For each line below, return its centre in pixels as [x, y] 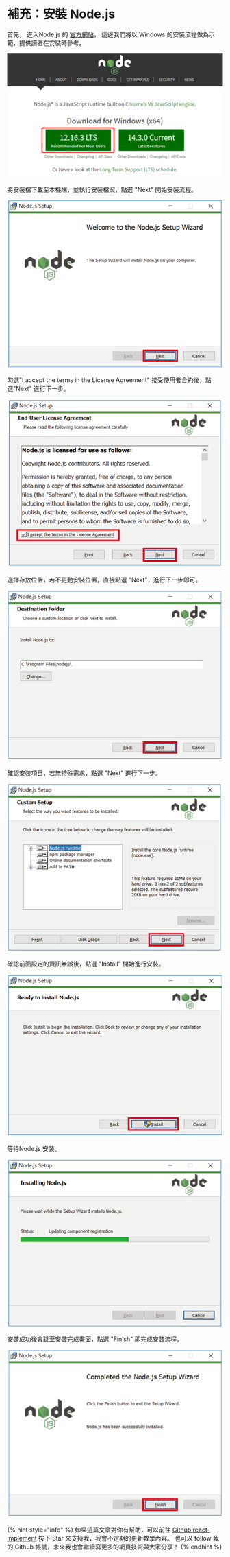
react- [201, 1530]
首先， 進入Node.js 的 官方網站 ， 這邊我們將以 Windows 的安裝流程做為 [108, 34]
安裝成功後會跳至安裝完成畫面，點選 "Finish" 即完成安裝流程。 [95, 1339]
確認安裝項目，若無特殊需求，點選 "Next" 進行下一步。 [84, 773]
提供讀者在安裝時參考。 [52, 43]
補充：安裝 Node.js [61, 14]
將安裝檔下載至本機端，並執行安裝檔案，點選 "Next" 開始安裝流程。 [102, 189]
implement [22, 1538]
